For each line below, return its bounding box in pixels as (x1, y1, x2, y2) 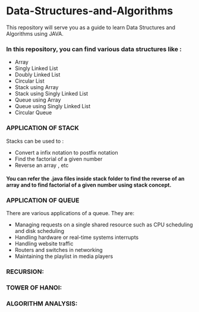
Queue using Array (14, 96, 61, 103)
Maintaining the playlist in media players (14, 253, 113, 260)
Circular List (14, 77, 45, 84)
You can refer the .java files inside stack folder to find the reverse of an (6, 175, 185, 182)
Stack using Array (14, 84, 59, 91)
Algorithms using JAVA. (6, 30, 64, 37)
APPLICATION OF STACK (6, 124, 79, 132)
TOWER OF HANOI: (6, 283, 62, 292)
